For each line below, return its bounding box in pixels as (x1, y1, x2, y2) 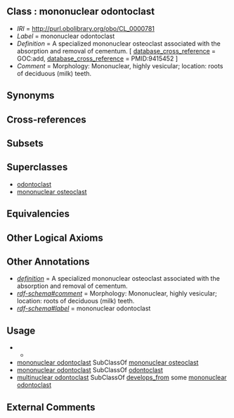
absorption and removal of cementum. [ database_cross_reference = (16, 46, 216, 55)
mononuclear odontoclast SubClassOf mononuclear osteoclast (16, 358, 199, 367)
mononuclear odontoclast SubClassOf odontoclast (16, 366, 163, 374)
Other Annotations (6, 255, 90, 267)
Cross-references (6, 113, 87, 125)
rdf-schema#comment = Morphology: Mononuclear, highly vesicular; (16, 289, 217, 298)
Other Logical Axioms (6, 232, 103, 243)
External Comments (6, 401, 96, 413)
